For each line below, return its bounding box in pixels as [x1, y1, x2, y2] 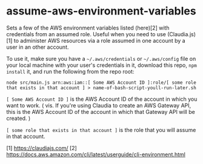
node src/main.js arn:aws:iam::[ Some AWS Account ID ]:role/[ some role [6, 80, 197, 86]
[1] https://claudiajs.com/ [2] [6, 144, 77, 151]
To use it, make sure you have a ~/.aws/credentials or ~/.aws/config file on [6, 55, 196, 62]
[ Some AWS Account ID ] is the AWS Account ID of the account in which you [6, 95, 198, 102]
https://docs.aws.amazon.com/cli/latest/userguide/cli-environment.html [6, 151, 186, 158]
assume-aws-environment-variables [6, 4, 196, 18]
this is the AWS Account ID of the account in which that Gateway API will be [6, 108, 195, 115]
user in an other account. [6, 43, 69, 51]
